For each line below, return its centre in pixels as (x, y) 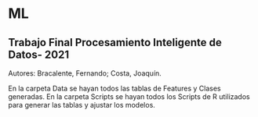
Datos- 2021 (38, 54)
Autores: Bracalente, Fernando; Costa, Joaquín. (85, 73)
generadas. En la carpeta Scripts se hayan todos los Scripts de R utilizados (129, 97)
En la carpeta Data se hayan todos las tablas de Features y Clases (114, 88)
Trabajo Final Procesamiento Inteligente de (115, 43)
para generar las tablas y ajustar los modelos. (82, 105)
